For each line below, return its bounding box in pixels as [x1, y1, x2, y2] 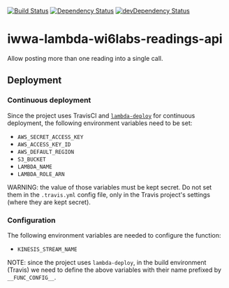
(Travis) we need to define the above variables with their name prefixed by [7, 266, 222, 274]
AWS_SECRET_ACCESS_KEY [17, 134, 84, 141]
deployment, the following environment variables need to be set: [7, 119, 193, 127]
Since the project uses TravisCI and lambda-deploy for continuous [7, 111, 195, 120]
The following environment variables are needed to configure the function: [7, 231, 221, 239]
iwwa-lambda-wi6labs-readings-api [7, 31, 223, 47]
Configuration [7, 215, 56, 225]
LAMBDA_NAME [17, 163, 52, 171]
